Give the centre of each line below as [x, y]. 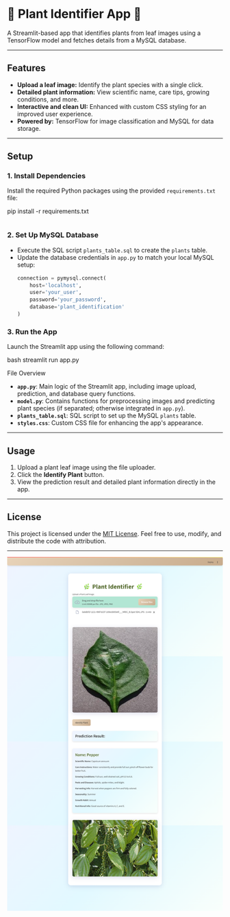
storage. [29, 128]
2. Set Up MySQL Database [53, 235]
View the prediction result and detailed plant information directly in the [116, 482]
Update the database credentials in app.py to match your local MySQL [115, 257]
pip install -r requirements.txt [48, 211]
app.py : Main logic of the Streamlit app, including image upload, [106, 387]
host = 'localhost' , [56, 285]
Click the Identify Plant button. [61, 475]
